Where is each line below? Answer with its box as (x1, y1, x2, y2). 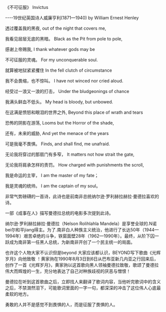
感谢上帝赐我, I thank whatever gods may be (5, 46, 95, 52)
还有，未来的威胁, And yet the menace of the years (5, 131, 109, 136)
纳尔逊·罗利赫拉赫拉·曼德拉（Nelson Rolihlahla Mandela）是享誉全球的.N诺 (5, 221, 157, 226)
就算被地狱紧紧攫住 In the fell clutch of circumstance (5, 67, 112, 73)
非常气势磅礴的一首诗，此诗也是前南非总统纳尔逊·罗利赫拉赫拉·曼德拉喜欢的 (5, 193, 160, 199)
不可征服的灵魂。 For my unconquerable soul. (5, 57, 98, 63)
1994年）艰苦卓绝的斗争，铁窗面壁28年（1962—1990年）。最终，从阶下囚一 (5, 233, 159, 239)
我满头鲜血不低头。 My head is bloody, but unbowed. (5, 99, 114, 105)
